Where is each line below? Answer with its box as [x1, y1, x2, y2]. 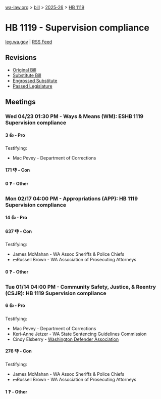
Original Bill [12, 67, 37, 73]
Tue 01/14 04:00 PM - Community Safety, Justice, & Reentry [5, 283, 156, 290]
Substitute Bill [12, 72, 41, 78]
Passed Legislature [12, 83, 52, 89]
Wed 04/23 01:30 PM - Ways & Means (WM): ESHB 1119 [5, 113, 144, 120]
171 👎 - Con [5, 167, 30, 173]
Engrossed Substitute [12, 77, 58, 84]
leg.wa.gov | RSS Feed [5, 38, 52, 45]
